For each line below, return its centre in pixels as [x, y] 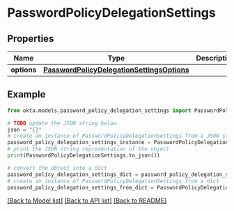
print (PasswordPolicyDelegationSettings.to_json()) [84, 156]
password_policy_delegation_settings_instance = [79, 143]
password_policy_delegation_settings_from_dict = [81, 187]
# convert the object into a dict [57, 168]
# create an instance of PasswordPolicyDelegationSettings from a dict [113, 181]
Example [26, 94]
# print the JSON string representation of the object [88, 149]
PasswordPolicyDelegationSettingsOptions [116, 70]
